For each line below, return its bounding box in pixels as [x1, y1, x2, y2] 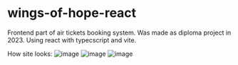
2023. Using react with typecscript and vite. [7, 35, 137, 44]
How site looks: [7, 49, 53, 58]
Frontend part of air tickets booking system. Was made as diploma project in [7, 28, 232, 37]
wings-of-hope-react [7, 5, 137, 21]
